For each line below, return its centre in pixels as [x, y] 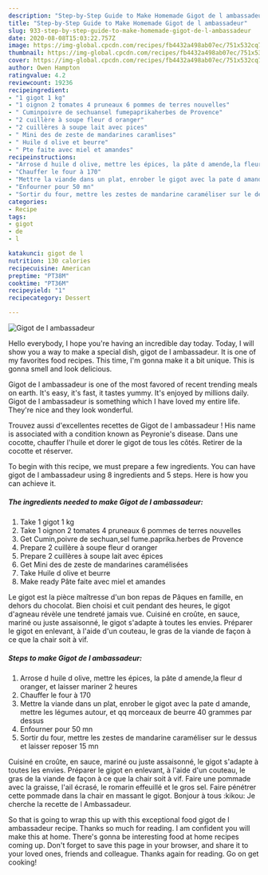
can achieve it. [32, 484]
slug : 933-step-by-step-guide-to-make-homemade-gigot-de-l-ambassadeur [130, 30]
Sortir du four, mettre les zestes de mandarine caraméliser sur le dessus [138, 737]
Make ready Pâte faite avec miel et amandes [93, 581]
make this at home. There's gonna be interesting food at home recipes [124, 837]
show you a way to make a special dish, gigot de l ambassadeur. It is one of [132, 352]
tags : [17, 217]
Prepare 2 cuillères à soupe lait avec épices [91, 556]
